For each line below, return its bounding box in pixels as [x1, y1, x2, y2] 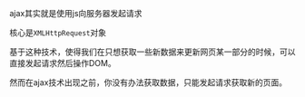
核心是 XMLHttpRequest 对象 [9, 27, 107, 38]
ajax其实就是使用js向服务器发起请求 [9, 8, 143, 18]
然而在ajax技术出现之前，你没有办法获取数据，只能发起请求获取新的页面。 [9, 77, 288, 88]
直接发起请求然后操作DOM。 [9, 58, 116, 68]
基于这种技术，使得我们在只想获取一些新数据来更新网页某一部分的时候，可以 [9, 46, 296, 57]
